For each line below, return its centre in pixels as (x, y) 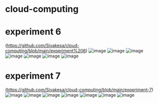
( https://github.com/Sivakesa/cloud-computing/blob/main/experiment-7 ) (79, 90)
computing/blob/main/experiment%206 (46, 51)
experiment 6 (33, 32)
